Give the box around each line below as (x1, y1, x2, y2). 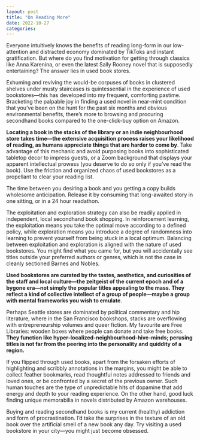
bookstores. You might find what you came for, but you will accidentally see (6, 247, 193, 254)
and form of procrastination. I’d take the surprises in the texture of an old (6, 414, 186, 422)
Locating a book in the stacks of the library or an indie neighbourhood (6, 129, 184, 136)
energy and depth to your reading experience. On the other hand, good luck (6, 390, 193, 397)
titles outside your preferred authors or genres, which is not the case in (6, 254, 181, 261)
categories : (6, 25, 36, 32)
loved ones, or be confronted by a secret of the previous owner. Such (6, 378, 178, 385)
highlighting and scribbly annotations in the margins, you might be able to (6, 365, 187, 372)
